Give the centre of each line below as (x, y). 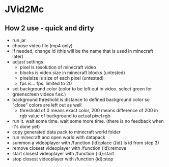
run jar (19, 40)
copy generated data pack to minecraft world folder (66, 132)
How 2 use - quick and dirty (50, 28)
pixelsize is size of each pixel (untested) (62, 78)
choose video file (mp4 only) (42, 46)
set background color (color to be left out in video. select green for (82, 89)
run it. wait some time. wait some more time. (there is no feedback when (88, 121)
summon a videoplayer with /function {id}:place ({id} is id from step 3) (86, 143)
